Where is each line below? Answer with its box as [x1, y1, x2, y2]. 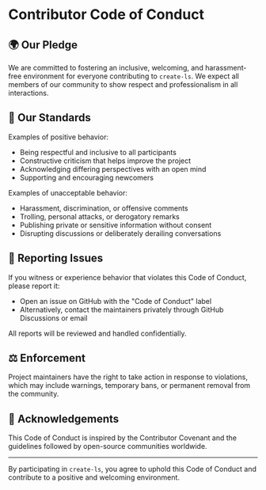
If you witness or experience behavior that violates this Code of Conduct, [8, 272, 247, 282]
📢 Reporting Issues [8, 252, 104, 265]
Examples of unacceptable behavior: [8, 188, 128, 197]
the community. [8, 389, 59, 399]
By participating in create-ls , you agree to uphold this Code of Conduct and [8, 465, 257, 474]
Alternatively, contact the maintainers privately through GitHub [19, 305, 224, 314]
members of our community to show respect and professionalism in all [8, 80, 238, 89]
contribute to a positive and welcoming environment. [8, 473, 180, 482]
